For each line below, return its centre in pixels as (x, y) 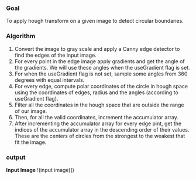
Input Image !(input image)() (40, 170)
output (16, 157)
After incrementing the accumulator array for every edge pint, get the (98, 123)
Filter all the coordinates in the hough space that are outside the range (99, 105)
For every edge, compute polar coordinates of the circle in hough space (101, 86)
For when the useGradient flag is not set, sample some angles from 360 (101, 74)
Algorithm (21, 36)
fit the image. (30, 142)
